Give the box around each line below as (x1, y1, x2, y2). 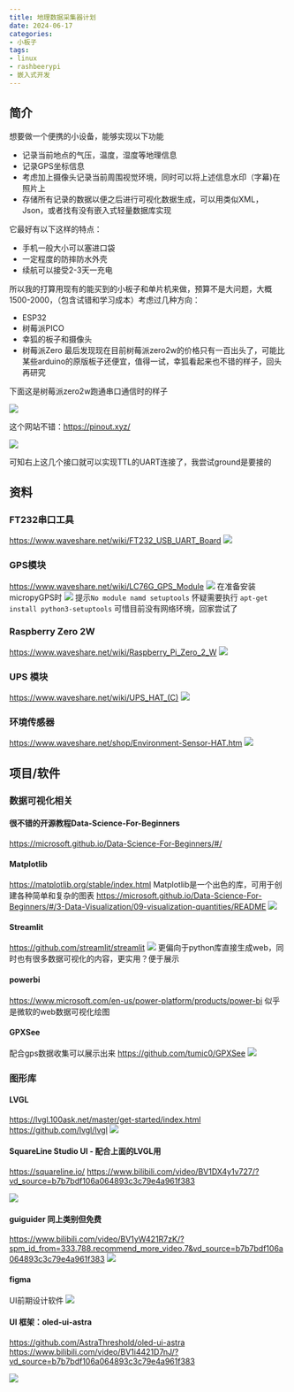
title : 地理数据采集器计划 (9, 12, 97, 22)
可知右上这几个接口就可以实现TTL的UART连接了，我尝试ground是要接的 (9, 457, 272, 467)
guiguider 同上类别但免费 (9, 1213, 102, 1224)
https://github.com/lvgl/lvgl (9, 1125, 109, 1135)
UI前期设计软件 (9, 1295, 64, 1305)
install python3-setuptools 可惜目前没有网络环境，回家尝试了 (9, 603, 238, 613)
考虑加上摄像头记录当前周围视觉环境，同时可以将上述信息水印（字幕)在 (21, 172, 281, 182)
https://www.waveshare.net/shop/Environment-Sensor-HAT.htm (9, 738, 243, 749)
